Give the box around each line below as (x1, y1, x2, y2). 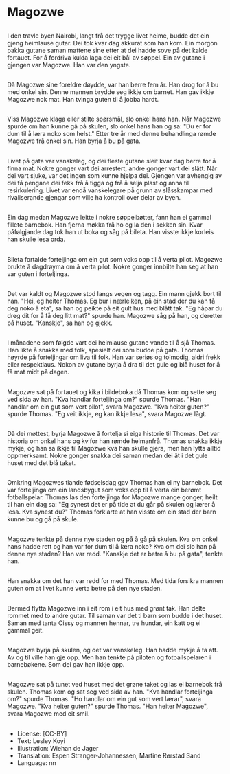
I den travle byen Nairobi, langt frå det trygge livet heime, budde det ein (7, 32, 209, 40)
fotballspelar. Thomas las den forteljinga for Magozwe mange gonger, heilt (7, 493, 218, 501)
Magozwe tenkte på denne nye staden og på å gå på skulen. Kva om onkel (7, 535, 218, 543)
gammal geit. (7, 626, 44, 634)
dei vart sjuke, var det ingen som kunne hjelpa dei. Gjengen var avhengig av (7, 171, 222, 179)
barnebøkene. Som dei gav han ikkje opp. (7, 661, 125, 669)
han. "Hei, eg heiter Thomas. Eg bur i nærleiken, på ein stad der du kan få (7, 297, 215, 305)
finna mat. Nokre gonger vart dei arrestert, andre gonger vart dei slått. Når (7, 164, 218, 172)
